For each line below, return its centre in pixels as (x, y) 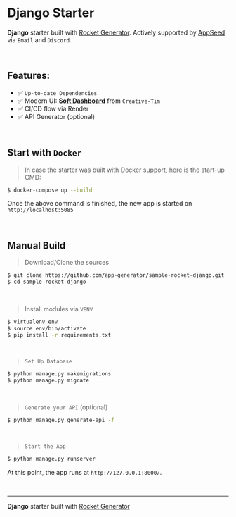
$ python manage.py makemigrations (59, 374)
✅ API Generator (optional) (56, 116)
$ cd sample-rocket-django (47, 282)
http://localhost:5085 (40, 210)
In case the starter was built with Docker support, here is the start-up (124, 170)
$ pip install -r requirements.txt (59, 335)
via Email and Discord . (39, 39)
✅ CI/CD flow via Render (53, 108)
